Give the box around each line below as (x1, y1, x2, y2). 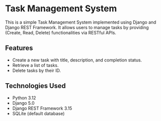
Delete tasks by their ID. (12, 67, 61, 73)
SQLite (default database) (12, 110, 65, 116)
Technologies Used (5, 82, 66, 90)
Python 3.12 (12, 94, 36, 101)
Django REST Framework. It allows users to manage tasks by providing (5, 24, 149, 30)
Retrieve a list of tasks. (12, 62, 59, 68)
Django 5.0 (12, 100, 35, 106)
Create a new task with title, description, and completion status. (12, 57, 142, 63)
